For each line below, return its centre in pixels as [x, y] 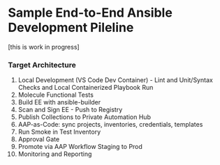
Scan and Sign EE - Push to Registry [70, 110]
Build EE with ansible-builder [59, 102]
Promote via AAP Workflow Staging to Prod [80, 147]
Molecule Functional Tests [56, 95]
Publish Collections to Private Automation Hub [84, 117]
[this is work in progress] [44, 47]
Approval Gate [39, 139]
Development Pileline [71, 28]
